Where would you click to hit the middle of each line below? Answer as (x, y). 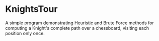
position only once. (25, 33)
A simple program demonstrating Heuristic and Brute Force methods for (80, 23)
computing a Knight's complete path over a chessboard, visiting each (77, 28)
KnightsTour (31, 9)
